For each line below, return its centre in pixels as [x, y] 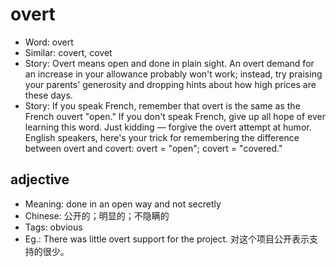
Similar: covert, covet [68, 52]
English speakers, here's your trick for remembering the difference [162, 137]
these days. [48, 95]
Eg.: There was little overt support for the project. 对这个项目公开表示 [167, 239]
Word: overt [49, 42]
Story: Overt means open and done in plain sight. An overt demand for [169, 63]
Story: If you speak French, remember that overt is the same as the [162, 105]
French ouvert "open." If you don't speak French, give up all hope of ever [175, 116]
